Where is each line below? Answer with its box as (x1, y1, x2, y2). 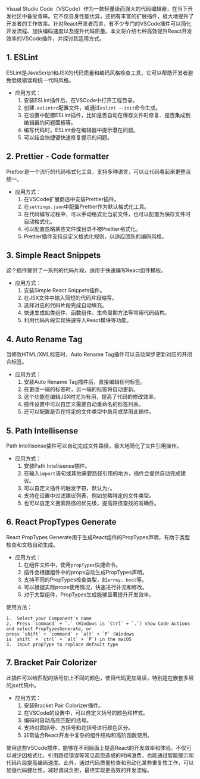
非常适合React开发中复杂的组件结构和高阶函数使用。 (23, 731, 153, 739)
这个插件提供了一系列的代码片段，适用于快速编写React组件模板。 (6, 267, 167, 274)
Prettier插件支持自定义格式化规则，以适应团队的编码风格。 (23, 233, 167, 240)
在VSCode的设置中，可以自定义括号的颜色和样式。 (23, 709, 149, 716)
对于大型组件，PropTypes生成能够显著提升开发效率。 (23, 591, 155, 598)
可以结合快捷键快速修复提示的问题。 (23, 133, 113, 141)
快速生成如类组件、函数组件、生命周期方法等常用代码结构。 (23, 309, 170, 317)
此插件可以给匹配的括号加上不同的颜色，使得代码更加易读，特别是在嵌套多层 (6, 674, 194, 681)
